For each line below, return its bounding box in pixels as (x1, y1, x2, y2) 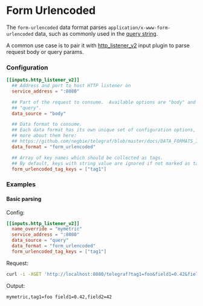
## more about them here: (11, 132, 77, 139)
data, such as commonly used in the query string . (34, 30, 158, 37)
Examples (6, 180, 36, 189)
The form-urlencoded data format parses (6, 24, 107, 31)
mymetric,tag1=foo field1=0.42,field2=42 (6, 294, 112, 300)
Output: (6, 282, 25, 289)
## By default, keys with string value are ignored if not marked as (11, 160, 190, 166)
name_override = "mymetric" (11, 226, 83, 232)
